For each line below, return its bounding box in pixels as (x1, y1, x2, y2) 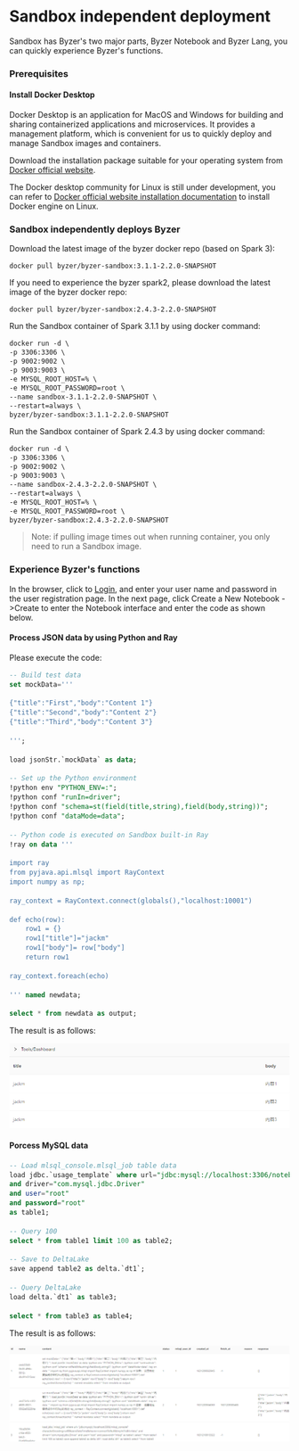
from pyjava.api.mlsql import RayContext (9, 868, 166, 878)
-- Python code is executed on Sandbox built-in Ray (9, 830, 209, 839)
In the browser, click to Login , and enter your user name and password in (9, 583, 278, 594)
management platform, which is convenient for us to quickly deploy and (9, 128, 272, 139)
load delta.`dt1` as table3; (9, 1292, 117, 1301)
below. (9, 612, 34, 622)
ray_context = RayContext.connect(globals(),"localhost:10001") (9, 896, 253, 905)
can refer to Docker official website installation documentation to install (9, 192, 270, 202)
